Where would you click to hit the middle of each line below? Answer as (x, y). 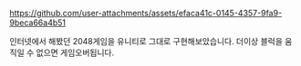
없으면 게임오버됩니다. (75, 52)
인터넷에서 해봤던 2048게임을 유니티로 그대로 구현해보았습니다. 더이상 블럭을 (146, 41)
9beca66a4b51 (38, 23)
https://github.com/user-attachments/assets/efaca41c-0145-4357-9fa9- (146, 13)
